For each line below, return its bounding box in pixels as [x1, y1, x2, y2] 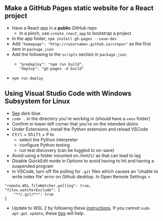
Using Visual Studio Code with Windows [4, 89, 132, 98]
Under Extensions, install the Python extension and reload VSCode [11, 126, 148, 132]
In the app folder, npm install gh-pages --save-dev [11, 35, 117, 41]
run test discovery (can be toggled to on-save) [19, 147, 114, 153]
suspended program [11, 163, 54, 169]
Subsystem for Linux [4, 97, 70, 106]
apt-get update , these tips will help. [11, 210, 85, 216]
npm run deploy [11, 75, 44, 81]
